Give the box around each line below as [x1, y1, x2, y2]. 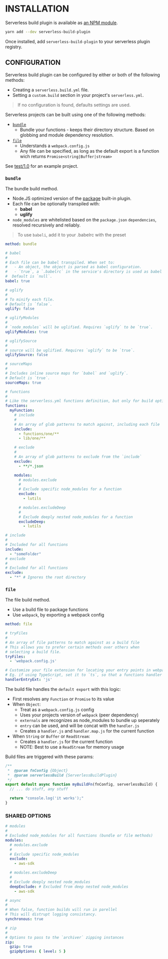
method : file [5, 622, 32, 627]
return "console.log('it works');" [9, 796, 84, 801]
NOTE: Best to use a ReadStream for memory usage [19, 744, 124, 750]
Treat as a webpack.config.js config [19, 706, 94, 712]
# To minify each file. [5, 297, 55, 302]
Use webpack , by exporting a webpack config [12, 612, 104, 618]
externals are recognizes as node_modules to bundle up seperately [19, 717, 160, 723]
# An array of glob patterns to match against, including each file [14, 422, 160, 427]
